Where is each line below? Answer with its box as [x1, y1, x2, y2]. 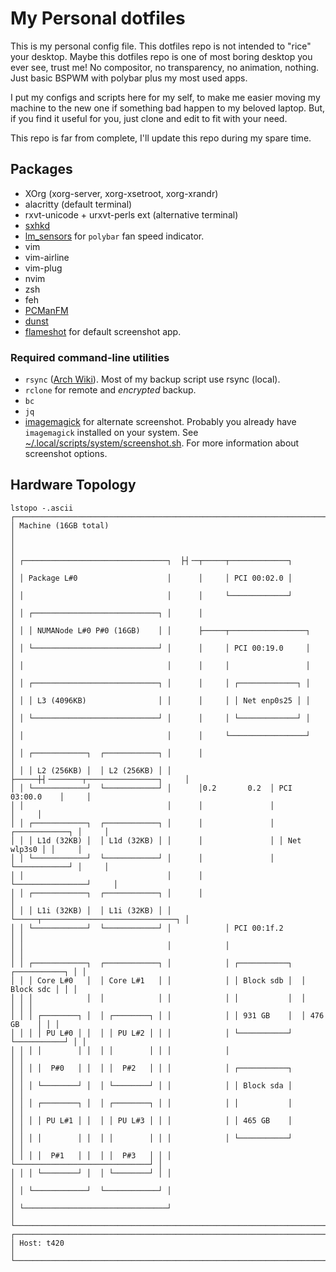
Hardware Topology [10, 477, 137, 494]
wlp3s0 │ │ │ [10, 844, 83, 854]
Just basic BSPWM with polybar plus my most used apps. [10, 72, 248, 84]
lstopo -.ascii [10, 503, 74, 513]
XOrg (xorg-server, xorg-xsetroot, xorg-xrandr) [24, 187, 219, 199]
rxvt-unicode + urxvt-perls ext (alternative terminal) [24, 208, 239, 221]
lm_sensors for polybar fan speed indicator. [24, 230, 205, 242]
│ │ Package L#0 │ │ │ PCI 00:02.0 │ [10, 573, 293, 583]
